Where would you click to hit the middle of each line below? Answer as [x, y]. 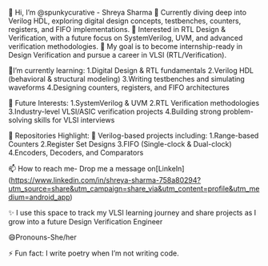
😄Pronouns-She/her [43, 237]
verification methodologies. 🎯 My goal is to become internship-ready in [125, 46]
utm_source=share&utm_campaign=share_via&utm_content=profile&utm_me [134, 189]
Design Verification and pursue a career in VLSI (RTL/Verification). [118, 55]
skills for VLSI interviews [74, 120]
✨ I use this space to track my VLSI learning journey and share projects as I [132, 213]
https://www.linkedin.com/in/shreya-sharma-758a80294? [106, 180]
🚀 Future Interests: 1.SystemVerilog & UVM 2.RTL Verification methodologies [134, 103]
